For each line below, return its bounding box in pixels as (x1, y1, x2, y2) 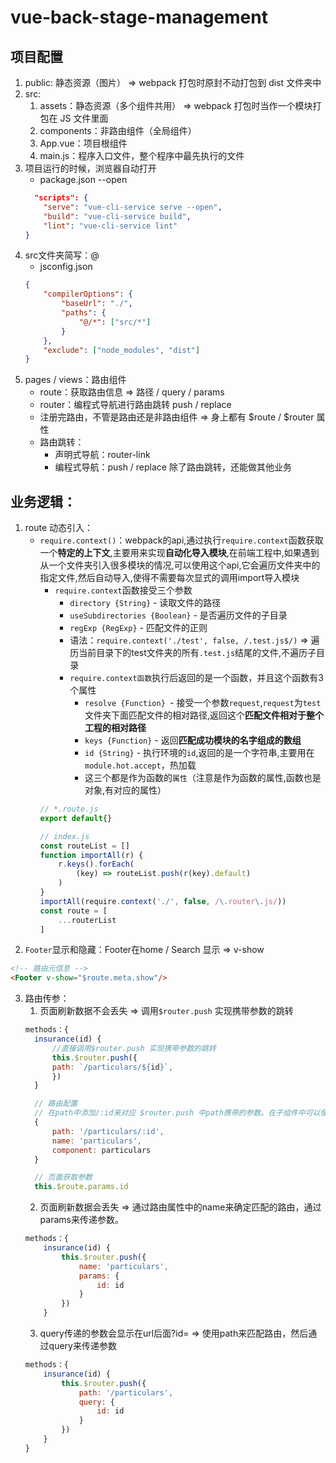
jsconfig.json (39, 261, 93, 273)
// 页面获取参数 (34, 1172, 93, 1183)
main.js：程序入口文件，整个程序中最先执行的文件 (39, 150, 245, 161)
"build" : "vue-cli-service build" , (43, 211, 192, 221)
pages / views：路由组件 (24, 374, 127, 386)
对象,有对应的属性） (84, 784, 167, 796)
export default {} (39, 813, 113, 823)
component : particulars (51, 1145, 152, 1155)
